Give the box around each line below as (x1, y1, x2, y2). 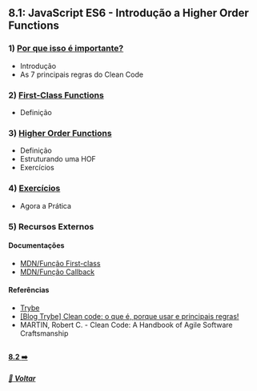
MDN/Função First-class (19, 258, 101, 268)
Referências (8, 285, 50, 295)
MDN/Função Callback (19, 267, 94, 277)
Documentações (8, 241, 65, 250)
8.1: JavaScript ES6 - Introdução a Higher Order (8, 6, 250, 20)
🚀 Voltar (8, 373, 36, 383)
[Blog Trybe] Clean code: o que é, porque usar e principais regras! (19, 311, 239, 321)
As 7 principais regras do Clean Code (19, 70, 144, 79)
